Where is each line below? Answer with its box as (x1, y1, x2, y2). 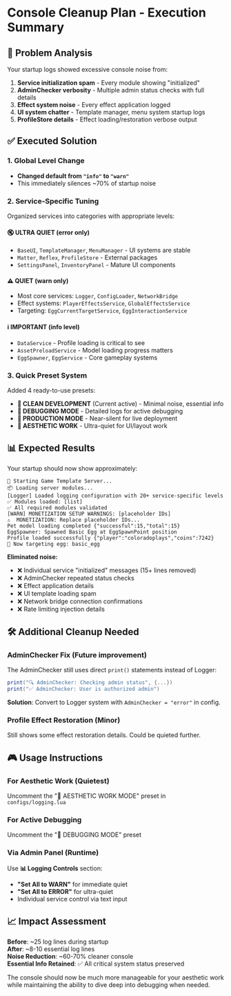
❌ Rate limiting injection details (17, 605, 106, 613)
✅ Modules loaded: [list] (7, 498, 83, 505)
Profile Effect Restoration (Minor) (7, 716, 121, 725)
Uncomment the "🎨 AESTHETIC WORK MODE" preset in (7, 792, 166, 800)
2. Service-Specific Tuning (7, 196, 99, 206)
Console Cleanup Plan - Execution (7, 5, 207, 21)
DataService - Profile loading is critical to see (17, 338, 145, 346)
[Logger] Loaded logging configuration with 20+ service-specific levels (7, 492, 224, 499)
